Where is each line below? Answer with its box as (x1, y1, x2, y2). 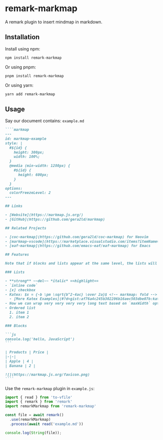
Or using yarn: (5, 82, 34, 88)
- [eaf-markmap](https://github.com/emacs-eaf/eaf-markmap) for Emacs (5, 244, 151, 248)
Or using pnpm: (5, 64, 36, 70)
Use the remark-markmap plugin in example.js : (5, 385, 95, 391)
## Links (5, 204, 23, 209)
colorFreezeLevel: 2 (9, 190, 51, 196)
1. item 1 (9, 310, 29, 315)
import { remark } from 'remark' (5, 399, 73, 404)
